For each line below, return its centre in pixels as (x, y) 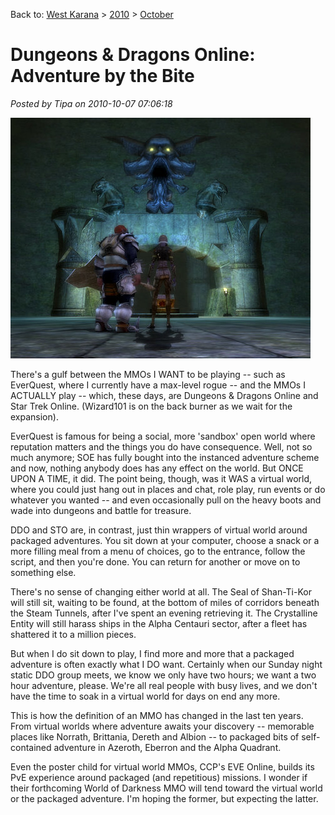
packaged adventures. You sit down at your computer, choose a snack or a (165, 540)
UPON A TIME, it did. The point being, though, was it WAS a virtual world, (161, 478)
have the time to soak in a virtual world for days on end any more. (145, 696)
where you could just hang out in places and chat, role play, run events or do (168, 489)
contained (31, 747)
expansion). (34, 416)
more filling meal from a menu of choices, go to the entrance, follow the (158, 551)
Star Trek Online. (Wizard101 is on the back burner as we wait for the (151, 406)
